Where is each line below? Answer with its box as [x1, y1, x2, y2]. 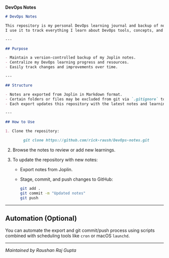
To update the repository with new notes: [12, 157, 98, 163]
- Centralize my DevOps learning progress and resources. [5, 60, 129, 65]
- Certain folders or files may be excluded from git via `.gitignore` [5, 96, 158, 101]
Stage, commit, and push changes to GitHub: [20, 176, 113, 182]
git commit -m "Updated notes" [20, 190, 86, 196]
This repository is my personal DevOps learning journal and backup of [5, 23, 158, 28]
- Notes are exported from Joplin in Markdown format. [5, 92, 123, 97]
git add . [20, 186, 41, 191]
